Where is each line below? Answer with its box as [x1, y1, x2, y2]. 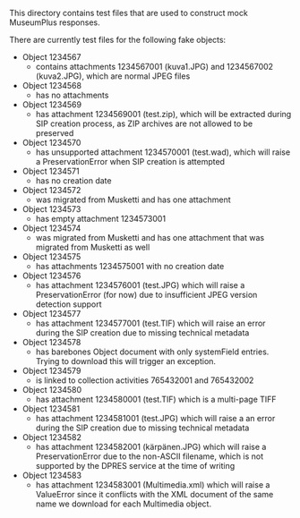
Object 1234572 [21, 185, 81, 195]
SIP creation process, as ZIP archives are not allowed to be [35, 118, 253, 129]
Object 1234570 [21, 138, 81, 148]
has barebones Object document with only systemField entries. [35, 346, 270, 357]
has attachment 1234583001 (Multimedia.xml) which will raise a [35, 480, 270, 490]
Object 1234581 [21, 403, 81, 414]
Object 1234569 [21, 99, 82, 110]
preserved [35, 128, 74, 138]
